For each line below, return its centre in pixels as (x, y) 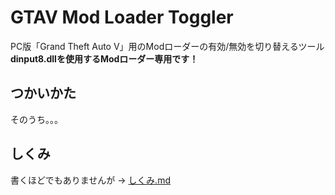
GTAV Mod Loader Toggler (122, 17)
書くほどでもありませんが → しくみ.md (90, 180)
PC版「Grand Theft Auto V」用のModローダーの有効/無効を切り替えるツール (167, 46)
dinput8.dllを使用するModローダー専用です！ (104, 58)
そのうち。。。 (36, 119)
